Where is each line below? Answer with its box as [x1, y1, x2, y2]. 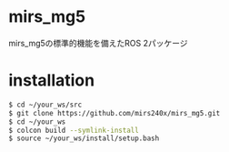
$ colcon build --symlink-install [8, 126, 140, 135]
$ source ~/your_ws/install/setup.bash [8, 134, 160, 143]
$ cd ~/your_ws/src [8, 100, 83, 109]
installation [8, 70, 95, 91]
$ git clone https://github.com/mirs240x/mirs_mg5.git [8, 108, 221, 117]
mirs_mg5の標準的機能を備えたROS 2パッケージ [8, 37, 188, 48]
